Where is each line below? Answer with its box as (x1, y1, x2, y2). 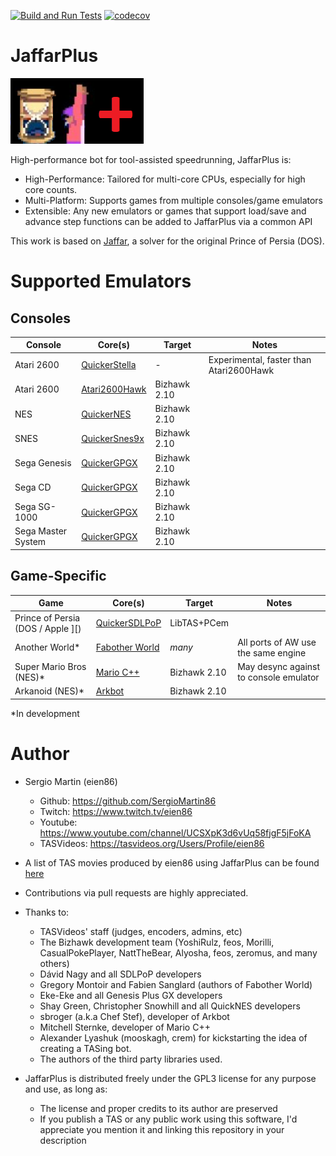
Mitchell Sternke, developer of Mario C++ (39, 1021, 211, 1033)
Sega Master (14, 525, 68, 537)
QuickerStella (81, 359, 137, 371)
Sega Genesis (14, 457, 72, 469)
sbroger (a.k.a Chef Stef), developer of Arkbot (39, 1010, 230, 1022)
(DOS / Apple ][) (14, 622, 82, 634)
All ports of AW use (237, 636, 317, 648)
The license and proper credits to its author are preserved (39, 1102, 278, 1114)
